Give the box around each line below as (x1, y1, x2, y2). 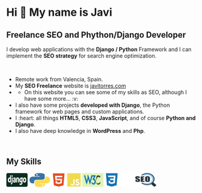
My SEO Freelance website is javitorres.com (15, 82, 126, 89)
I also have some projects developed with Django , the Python (15, 101, 170, 109)
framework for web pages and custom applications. (15, 108, 144, 115)
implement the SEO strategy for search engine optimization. (6, 52, 157, 59)
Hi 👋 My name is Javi (6, 5, 112, 19)
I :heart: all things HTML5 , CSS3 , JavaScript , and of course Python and (15, 115, 196, 121)
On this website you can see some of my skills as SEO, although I (24, 89, 187, 96)
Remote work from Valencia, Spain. (15, 76, 103, 83)
